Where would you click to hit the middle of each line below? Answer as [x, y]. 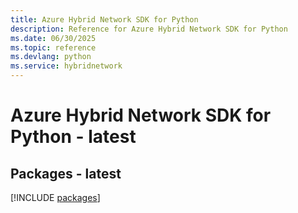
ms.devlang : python [51, 57]
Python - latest [73, 137]
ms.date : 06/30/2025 [53, 38]
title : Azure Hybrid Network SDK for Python [104, 19]
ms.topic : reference [53, 47]
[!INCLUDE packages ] [55, 197]
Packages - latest [66, 173]
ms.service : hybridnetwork [66, 66]
